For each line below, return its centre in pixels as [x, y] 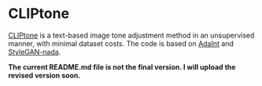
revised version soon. [44, 75]
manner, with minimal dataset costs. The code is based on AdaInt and [121, 43]
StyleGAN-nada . [35, 52]
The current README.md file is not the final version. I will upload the [122, 66]
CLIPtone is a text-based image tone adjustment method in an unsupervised [131, 35]
